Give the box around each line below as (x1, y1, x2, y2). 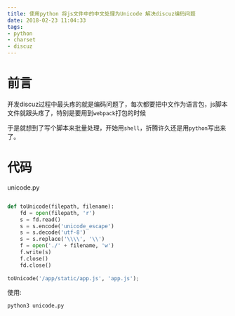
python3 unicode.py (7, 303, 65, 310)
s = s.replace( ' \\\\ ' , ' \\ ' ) (20, 236, 105, 243)
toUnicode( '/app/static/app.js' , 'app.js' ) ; (7, 275, 140, 282)
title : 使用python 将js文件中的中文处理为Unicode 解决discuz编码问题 (7, 10, 196, 18)
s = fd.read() (20, 216, 61, 223)
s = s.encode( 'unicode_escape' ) (20, 223, 114, 230)
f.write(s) (20, 249, 52, 256)
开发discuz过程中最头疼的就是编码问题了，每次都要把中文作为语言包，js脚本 (7, 100, 228, 108)
